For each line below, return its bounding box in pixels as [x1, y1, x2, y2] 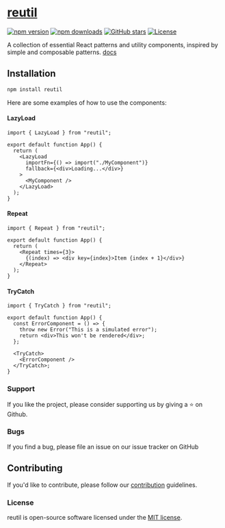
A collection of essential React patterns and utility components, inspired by [7, 40, 219, 49]
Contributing [7, 462, 63, 474]
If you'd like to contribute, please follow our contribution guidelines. [7, 481, 198, 489]
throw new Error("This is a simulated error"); [19, 327, 157, 334]
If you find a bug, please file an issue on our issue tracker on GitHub [7, 442, 199, 451]
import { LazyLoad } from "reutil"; [7, 129, 111, 136]
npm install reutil [7, 86, 63, 93]
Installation [7, 68, 56, 79]
